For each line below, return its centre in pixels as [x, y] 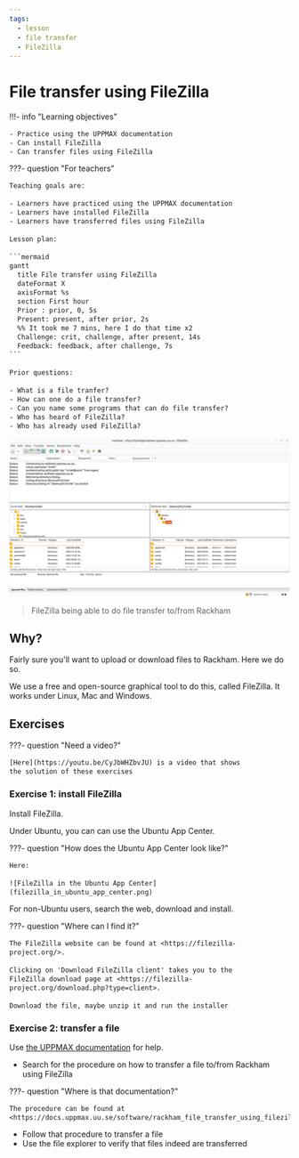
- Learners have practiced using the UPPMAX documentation [121, 204]
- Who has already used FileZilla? [75, 426]
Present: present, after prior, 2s [83, 320]
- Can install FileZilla [55, 143]
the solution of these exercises [71, 772]
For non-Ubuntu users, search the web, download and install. [121, 909]
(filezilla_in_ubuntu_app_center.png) [81, 892]
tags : [19, 19]
